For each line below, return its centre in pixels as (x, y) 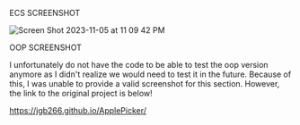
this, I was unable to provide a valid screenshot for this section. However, (145, 83)
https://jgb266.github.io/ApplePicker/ (78, 110)
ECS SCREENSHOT (45, 13)
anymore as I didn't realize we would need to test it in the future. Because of (150, 74)
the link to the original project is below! (81, 93)
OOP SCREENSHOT (46, 47)
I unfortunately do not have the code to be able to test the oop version (139, 65)
